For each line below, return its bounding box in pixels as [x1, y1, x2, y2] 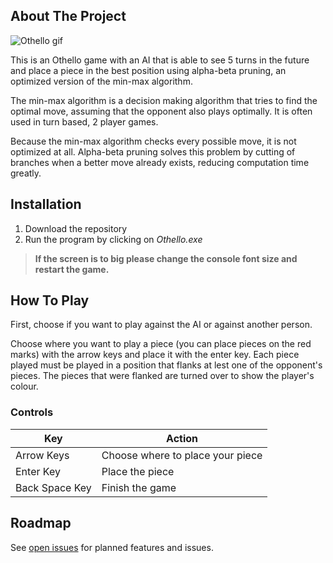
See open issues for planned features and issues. [10, 541, 214, 553]
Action [166, 431, 199, 445]
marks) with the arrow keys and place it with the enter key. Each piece [10, 349, 300, 361]
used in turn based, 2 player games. [10, 115, 159, 128]
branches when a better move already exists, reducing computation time [10, 156, 310, 168]
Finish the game [101, 480, 177, 494]
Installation [10, 196, 82, 213]
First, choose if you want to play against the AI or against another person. [10, 319, 313, 331]
